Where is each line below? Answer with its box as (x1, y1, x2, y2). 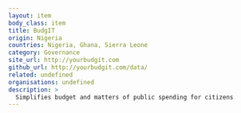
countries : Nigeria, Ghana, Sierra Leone (8, 41, 148, 49)
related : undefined (8, 71, 73, 79)
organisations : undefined (8, 78, 94, 86)
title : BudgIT (8, 26, 56, 34)
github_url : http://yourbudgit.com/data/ (8, 64, 148, 72)
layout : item (8, 11, 52, 20)
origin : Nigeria (8, 33, 62, 42)
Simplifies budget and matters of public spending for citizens (15, 93, 234, 101)
